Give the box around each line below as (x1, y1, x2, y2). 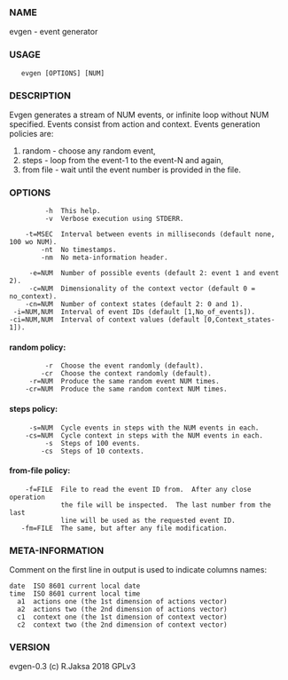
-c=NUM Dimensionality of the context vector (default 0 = (28, 284, 255, 294)
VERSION (9, 641, 51, 653)
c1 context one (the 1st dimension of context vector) (17, 613, 228, 622)
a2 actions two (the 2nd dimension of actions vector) (17, 605, 228, 614)
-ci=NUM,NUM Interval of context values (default (9, 315, 200, 325)
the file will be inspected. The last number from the (60, 500, 272, 510)
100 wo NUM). (9, 238, 58, 247)
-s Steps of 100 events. (44, 439, 141, 447)
